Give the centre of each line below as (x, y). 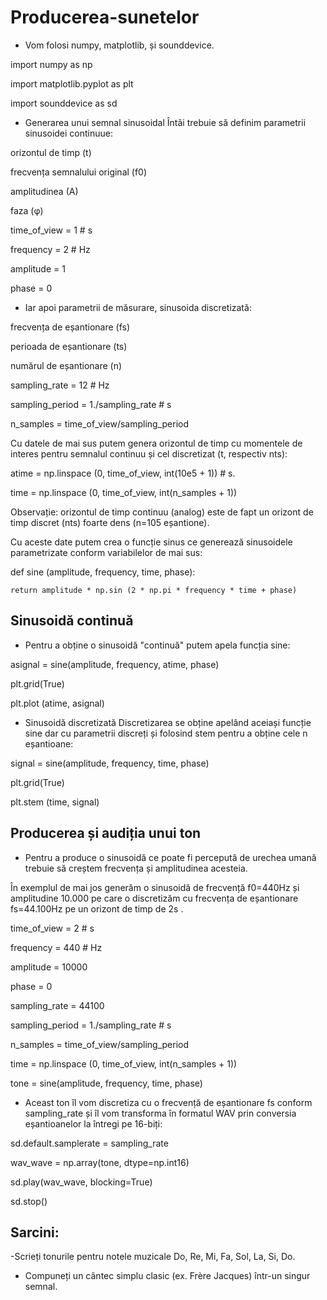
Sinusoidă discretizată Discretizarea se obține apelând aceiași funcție (168, 722)
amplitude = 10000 (49, 967)
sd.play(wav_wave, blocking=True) (81, 1182)
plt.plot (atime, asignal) (57, 703)
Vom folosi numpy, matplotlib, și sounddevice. (119, 45)
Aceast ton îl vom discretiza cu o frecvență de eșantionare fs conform (168, 1102)
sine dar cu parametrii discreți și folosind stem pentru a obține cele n (166, 733)
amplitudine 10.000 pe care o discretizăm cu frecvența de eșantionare (154, 898)
